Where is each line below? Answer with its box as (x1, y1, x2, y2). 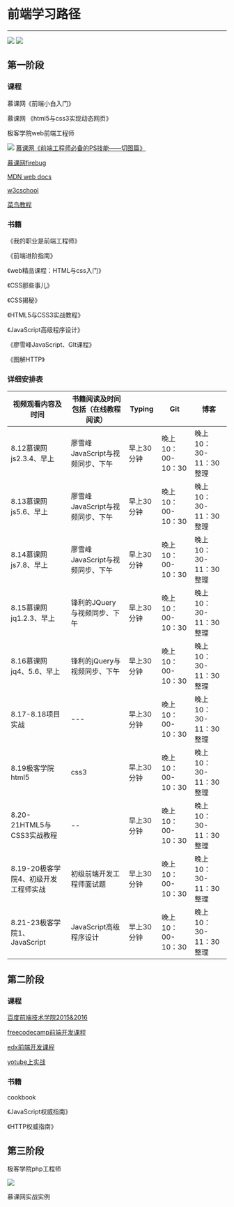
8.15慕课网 (10, 603, 47, 613)
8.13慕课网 (10, 497, 47, 507)
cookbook (7, 1093, 36, 1102)
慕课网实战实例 (7, 1192, 50, 1201)
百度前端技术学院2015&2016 (7, 1013, 88, 1021)
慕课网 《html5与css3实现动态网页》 (7, 114, 113, 122)
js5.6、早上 (10, 507, 49, 517)
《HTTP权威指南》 (7, 1123, 57, 1131)
